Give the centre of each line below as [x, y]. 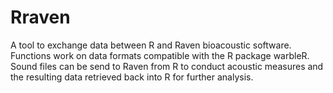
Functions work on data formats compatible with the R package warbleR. [160, 55]
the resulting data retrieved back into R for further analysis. [132, 77]
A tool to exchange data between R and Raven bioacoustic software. [151, 45]
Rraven [40, 17]
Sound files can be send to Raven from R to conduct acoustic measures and [167, 66]
